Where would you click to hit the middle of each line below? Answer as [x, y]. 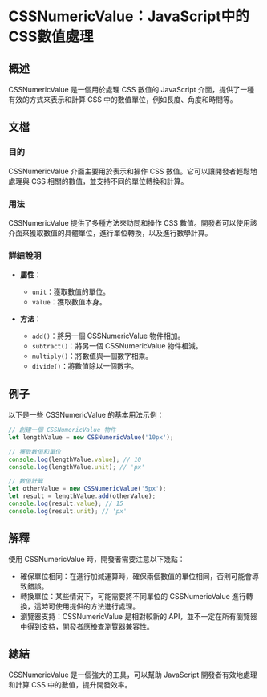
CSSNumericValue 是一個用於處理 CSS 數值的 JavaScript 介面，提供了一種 [131, 90]
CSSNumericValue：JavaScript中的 [129, 16]
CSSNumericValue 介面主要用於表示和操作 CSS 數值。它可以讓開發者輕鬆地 [133, 171]
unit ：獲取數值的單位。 [71, 292]
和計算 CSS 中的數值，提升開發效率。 [70, 685]
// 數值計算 [26, 481]
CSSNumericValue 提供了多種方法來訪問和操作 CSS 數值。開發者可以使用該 [133, 222]
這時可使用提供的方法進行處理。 [87, 606]
